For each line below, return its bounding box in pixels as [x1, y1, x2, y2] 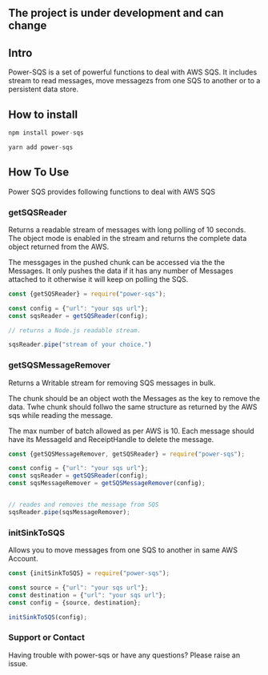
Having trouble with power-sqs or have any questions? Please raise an [8, 650, 241, 660]
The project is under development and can [8, 6, 224, 20]
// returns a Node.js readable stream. [8, 326, 142, 335]
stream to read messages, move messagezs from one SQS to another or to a [8, 76, 261, 86]
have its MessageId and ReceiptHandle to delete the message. [8, 434, 214, 444]
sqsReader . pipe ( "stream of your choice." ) [8, 340, 152, 349]
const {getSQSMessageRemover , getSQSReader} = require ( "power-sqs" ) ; [8, 450, 246, 458]
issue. [8, 658, 28, 668]
